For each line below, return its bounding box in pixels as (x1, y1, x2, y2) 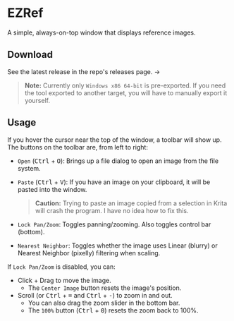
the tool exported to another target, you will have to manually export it (24, 88, 228, 97)
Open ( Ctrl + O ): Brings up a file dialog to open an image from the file (17, 157, 219, 165)
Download (7, 49, 53, 61)
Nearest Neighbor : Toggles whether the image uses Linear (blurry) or (17, 241, 218, 250)
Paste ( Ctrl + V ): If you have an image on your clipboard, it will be (17, 178, 211, 186)
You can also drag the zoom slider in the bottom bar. (27, 298, 180, 307)
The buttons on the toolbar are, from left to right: (7, 143, 148, 151)
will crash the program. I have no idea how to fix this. (35, 206, 189, 214)
